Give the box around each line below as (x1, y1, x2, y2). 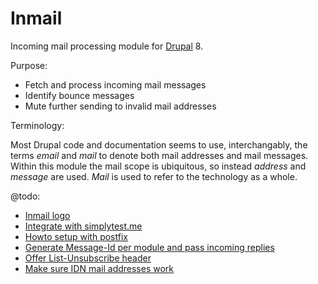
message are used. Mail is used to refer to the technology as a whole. (10, 170, 298, 182)
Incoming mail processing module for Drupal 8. (10, 40, 204, 52)
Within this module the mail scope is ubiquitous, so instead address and (10, 160, 307, 172)
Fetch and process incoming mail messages (24, 78, 207, 91)
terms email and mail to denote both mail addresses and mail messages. (10, 149, 309, 161)
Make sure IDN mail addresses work (24, 262, 175, 274)
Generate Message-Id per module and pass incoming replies (24, 241, 275, 253)
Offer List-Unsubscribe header (24, 252, 152, 264)
